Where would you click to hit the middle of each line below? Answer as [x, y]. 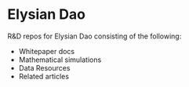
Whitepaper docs [47, 51]
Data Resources [44, 67]
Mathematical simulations [60, 60]
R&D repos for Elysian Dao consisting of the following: [94, 36]
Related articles [44, 76]
